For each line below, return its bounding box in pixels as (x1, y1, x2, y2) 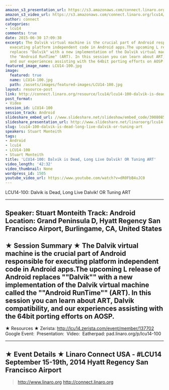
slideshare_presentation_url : (5, 119, 69, 125)
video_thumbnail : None (5, 166, 53, 171)
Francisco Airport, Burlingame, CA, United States (5, 224, 162, 233)
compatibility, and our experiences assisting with (5, 304, 163, 313)
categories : (5, 21, 30, 27)
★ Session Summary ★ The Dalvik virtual (5, 241, 139, 250)
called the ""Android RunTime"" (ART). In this (5, 288, 151, 297)
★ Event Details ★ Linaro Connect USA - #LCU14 (5, 350, 162, 358)
